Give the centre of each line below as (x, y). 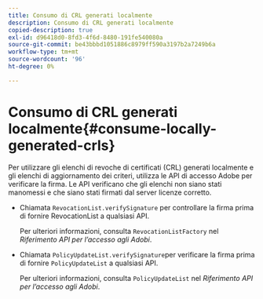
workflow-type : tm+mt (44, 52)
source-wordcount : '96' (47, 60)
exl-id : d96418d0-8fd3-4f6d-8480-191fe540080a (86, 37)
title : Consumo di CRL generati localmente (80, 15)
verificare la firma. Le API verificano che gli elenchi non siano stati (115, 184)
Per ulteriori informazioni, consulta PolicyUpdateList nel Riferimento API (136, 278)
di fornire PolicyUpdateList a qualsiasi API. (89, 263)
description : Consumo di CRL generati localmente (91, 23)
